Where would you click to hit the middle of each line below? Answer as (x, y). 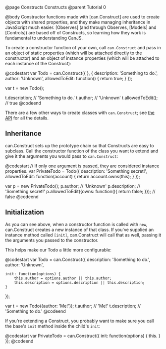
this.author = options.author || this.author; (63, 278)
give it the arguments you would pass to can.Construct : (61, 156)
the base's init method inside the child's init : (53, 326)
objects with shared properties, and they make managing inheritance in (78, 22)
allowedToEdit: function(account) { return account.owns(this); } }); (73, 176)
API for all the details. (27, 118)
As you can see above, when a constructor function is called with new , (76, 224)
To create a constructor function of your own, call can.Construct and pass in (83, 48)
